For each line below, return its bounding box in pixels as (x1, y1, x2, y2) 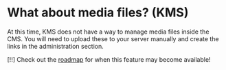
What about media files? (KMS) (7, 5, 189, 21)
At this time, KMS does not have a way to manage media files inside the (7, 27, 210, 36)
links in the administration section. (7, 42, 104, 50)
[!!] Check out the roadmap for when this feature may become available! (7, 55, 211, 63)
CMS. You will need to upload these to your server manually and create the (7, 34, 219, 43)
